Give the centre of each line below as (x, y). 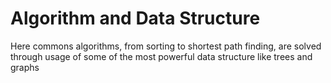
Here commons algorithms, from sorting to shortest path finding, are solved (166, 46)
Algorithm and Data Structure (135, 18)
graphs (25, 67)
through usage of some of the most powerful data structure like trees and (161, 56)
